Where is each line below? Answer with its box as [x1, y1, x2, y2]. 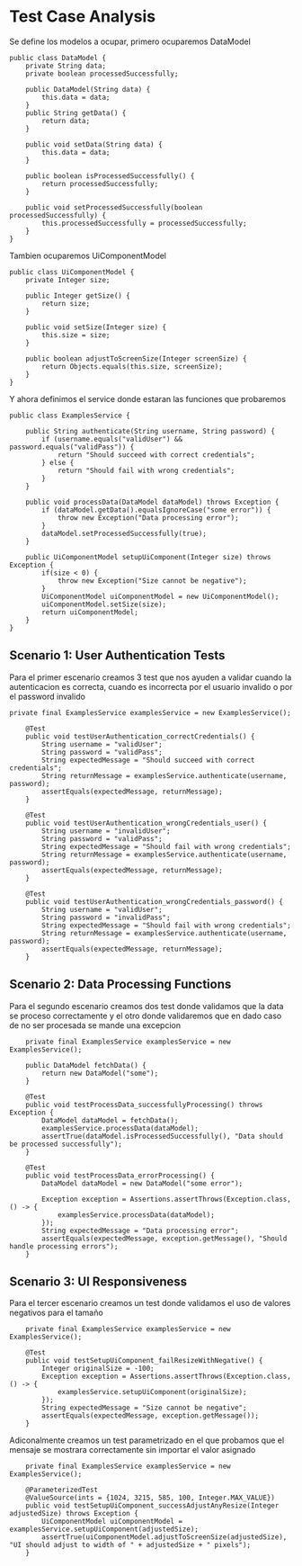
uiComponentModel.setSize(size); [41, 600, 167, 609]
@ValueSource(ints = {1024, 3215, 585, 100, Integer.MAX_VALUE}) [25, 1493, 276, 1503]
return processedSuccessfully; [41, 179, 159, 188]
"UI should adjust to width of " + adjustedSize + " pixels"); [9, 1541, 252, 1550]
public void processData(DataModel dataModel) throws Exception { [25, 497, 280, 506]
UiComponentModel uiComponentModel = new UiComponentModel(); [41, 592, 280, 601]
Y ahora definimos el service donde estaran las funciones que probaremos [9, 393, 286, 404]
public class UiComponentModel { [9, 267, 135, 276]
